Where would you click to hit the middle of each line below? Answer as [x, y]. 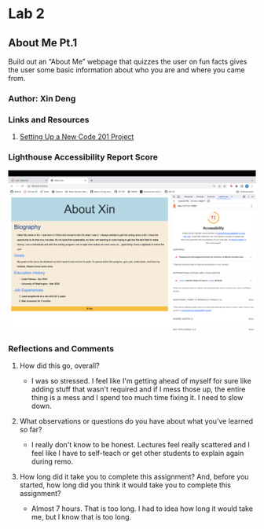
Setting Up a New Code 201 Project [77, 137]
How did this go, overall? [59, 366]
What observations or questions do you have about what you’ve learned [136, 421]
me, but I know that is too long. [81, 517]
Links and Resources [49, 119]
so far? [31, 430]
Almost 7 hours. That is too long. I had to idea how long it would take [142, 509]
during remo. [52, 461]
